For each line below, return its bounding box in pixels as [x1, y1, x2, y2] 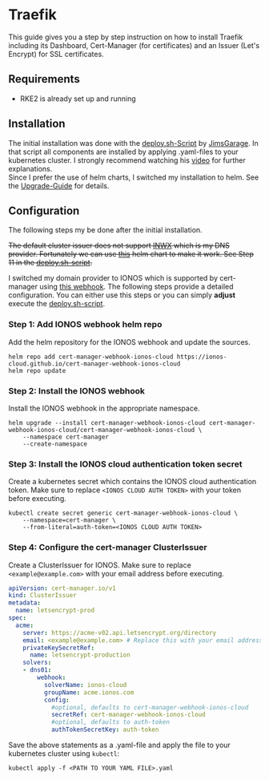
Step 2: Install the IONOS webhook [8, 385, 146, 396]
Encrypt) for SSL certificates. [8, 49, 104, 59]
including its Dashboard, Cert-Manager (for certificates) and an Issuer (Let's [8, 40, 260, 50]
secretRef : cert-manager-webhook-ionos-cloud [50, 711, 206, 719]
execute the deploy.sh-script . [8, 299, 106, 309]
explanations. [8, 164, 53, 173]
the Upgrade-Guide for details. [8, 180, 110, 190]
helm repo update [8, 366, 66, 374]
